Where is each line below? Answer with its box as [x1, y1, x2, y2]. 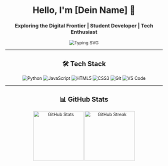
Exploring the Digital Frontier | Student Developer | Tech [14, 22, 153, 29]
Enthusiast [70, 28, 97, 35]
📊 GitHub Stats [59, 95, 108, 104]
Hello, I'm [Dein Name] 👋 [32, 4, 136, 16]
